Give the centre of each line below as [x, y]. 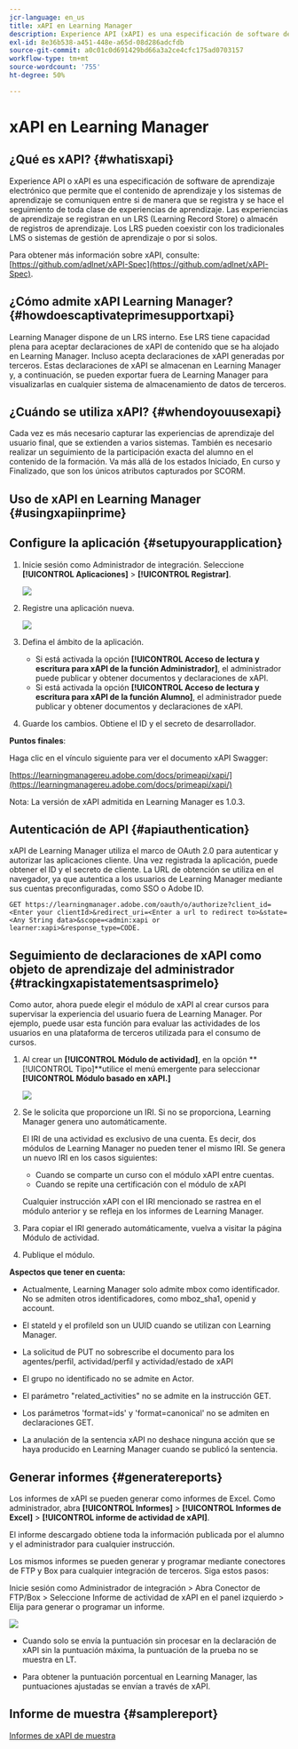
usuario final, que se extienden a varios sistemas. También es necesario [141, 443]
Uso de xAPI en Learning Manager [105, 499]
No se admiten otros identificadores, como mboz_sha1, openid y [139, 1299]
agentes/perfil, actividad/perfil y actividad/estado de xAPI [127, 1362]
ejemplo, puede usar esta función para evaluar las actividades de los [135, 1023]
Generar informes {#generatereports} [116, 1477]
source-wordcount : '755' [55, 68]
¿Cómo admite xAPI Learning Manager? [121, 302]
